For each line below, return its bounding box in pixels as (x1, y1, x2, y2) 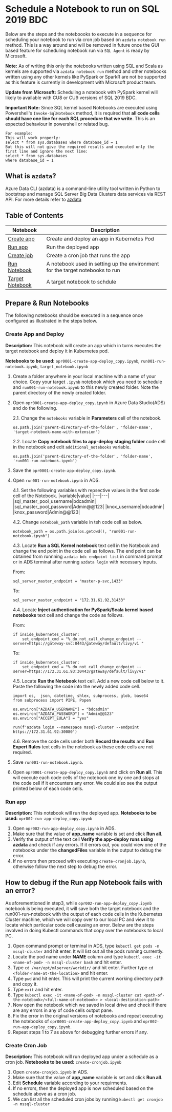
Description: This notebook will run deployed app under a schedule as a (5, 1053, 158, 1060)
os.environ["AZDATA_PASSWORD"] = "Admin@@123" (12, 711, 114, 717)
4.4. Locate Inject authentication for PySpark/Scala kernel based (12, 607, 154, 613)
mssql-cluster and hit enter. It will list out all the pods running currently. (12, 948, 164, 954)
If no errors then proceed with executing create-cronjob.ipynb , (12, 858, 147, 864)
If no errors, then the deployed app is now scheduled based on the (12, 1085, 154, 1091)
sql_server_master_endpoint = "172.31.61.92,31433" (12, 597, 125, 602)
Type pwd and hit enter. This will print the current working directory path (12, 975, 164, 982)
